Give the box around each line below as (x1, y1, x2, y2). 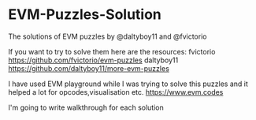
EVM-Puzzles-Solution (8, 6, 161, 24)
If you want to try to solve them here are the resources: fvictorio (8, 47, 216, 56)
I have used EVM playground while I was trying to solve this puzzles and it (8, 79, 248, 88)
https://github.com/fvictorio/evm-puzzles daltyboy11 (8, 55, 179, 65)
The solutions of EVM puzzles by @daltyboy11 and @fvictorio (8, 32, 207, 41)
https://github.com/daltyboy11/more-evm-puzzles (8, 63, 169, 73)
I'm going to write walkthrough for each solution (8, 103, 164, 112)
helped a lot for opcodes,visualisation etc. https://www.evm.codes (8, 87, 224, 96)
